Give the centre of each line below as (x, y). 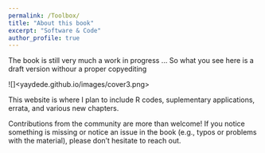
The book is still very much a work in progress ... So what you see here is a (131, 61)
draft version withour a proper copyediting (78, 69)
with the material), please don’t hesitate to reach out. (95, 141)
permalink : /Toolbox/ (44, 16)
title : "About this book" (51, 23)
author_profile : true (44, 38)
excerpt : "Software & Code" (55, 30)
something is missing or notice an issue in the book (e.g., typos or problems (132, 132)
